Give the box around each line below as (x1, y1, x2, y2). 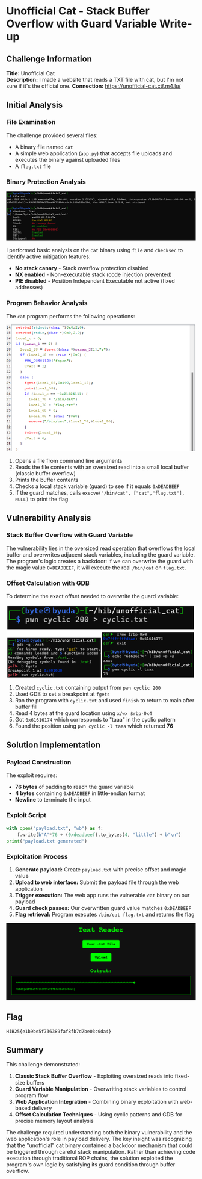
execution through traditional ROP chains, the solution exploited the (6, 1154, 173, 1162)
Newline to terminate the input (14, 796, 91, 803)
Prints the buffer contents (14, 476, 79, 483)
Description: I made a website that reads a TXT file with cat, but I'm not (6, 76, 184, 83)
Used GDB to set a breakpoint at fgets (14, 690, 110, 698)
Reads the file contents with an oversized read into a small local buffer (14, 463, 189, 471)
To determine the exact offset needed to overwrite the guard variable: (6, 592, 179, 599)
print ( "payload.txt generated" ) (6, 838, 87, 844)
